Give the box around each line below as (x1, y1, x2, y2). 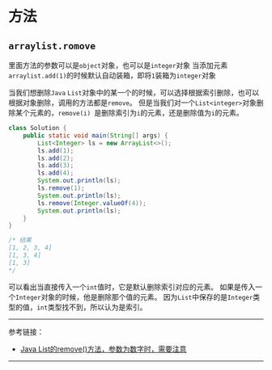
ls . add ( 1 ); (37, 146, 74, 154)
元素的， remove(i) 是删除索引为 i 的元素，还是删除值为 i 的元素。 (29, 108, 244, 117)
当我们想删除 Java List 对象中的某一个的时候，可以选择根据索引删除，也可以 (8, 88, 260, 97)
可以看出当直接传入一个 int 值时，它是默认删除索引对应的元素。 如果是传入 (8, 282, 256, 292)
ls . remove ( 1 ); (37, 184, 85, 192)
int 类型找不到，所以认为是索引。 (36, 302, 147, 312)
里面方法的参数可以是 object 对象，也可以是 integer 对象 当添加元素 (8, 61, 228, 69)
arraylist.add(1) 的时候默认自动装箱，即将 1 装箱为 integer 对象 (8, 70, 216, 80)
